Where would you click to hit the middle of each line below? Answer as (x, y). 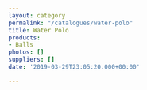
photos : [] (26, 52)
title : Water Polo (39, 30)
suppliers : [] (32, 60)
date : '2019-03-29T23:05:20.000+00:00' (74, 67)
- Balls (21, 45)
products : (25, 37)
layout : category (37, 15)
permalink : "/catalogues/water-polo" (71, 23)
